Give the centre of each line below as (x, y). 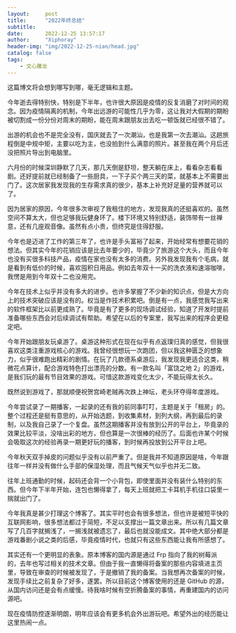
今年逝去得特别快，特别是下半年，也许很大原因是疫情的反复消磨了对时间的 (115, 102)
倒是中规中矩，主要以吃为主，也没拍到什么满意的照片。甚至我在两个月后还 (121, 143)
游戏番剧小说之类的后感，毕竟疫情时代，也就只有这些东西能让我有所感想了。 (118, 539)
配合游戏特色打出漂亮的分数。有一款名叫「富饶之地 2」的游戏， (136, 368)
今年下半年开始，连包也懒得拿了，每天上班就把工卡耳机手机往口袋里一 (127, 489)
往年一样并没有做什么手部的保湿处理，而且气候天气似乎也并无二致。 (106, 465)
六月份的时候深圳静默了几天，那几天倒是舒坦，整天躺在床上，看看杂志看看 (115, 167)
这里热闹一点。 (29, 622)
